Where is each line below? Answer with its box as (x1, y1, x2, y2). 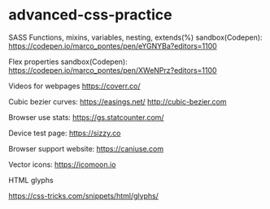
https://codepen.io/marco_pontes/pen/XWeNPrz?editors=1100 (8, 65, 217, 75)
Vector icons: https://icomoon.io (8, 160, 116, 169)
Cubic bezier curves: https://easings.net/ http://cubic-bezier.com (8, 96, 227, 106)
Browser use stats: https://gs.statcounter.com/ (8, 112, 164, 122)
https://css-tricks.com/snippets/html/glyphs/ (8, 190, 159, 200)
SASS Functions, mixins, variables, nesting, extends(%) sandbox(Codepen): (8, 32, 263, 42)
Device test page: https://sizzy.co (8, 128, 121, 138)
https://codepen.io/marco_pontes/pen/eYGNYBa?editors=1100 (8, 41, 217, 50)
